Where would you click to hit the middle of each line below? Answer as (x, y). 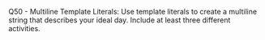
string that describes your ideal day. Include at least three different (120, 20)
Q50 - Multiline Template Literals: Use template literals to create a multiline (133, 12)
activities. (24, 28)
